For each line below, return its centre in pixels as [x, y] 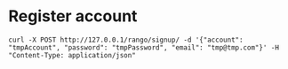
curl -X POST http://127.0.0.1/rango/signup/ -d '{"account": [126, 40]
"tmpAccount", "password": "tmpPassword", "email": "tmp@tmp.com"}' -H [144, 47]
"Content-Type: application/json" [72, 55]
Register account [73, 16]
